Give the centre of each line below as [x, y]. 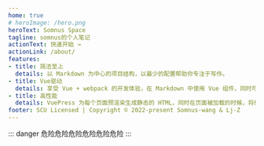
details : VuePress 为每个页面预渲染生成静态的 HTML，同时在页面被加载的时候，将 [135, 103]
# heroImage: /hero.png [47, 23]
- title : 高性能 [33, 96]
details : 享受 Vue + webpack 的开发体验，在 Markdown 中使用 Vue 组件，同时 [134, 88]
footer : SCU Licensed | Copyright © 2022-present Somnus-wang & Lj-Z [125, 111]
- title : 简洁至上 [36, 67]
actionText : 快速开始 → [44, 45]
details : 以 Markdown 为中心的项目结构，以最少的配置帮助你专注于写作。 [122, 74]
